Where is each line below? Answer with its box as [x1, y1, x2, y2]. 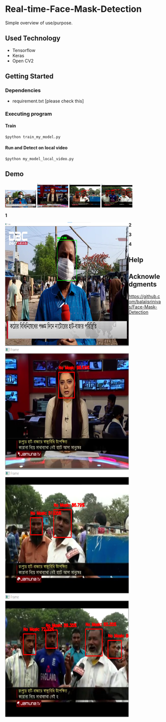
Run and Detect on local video [5, 145, 68, 151]
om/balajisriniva [128, 298, 161, 305]
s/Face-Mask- [128, 304, 158, 310]
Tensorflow [12, 47, 36, 53]
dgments [128, 280, 157, 289]
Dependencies [5, 87, 41, 94]
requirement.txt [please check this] [12, 98, 84, 104]
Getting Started [5, 72, 54, 81]
